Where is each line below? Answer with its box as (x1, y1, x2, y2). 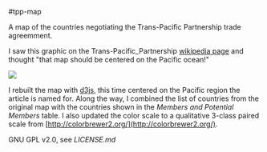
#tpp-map (8, 7, 42, 16)
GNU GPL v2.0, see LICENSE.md (8, 135, 116, 144)
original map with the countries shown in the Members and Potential (8, 102, 234, 111)
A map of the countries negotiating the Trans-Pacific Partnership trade (8, 22, 242, 31)
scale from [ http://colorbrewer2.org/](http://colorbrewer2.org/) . (8, 119, 218, 129)
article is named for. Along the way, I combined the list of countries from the (8, 94, 259, 103)
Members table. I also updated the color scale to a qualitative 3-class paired (8, 111, 260, 120)
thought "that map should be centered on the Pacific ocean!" (8, 55, 210, 64)
